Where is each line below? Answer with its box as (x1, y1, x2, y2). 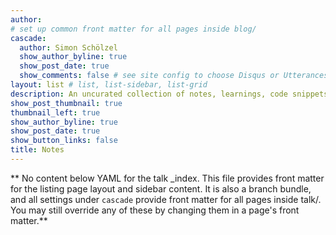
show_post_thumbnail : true (10, 98, 123, 108)
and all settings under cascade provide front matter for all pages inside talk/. (10, 193, 322, 205)
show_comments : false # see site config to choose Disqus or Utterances (19, 71, 329, 81)
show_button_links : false (10, 136, 118, 146)
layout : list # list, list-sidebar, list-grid (10, 80, 208, 90)
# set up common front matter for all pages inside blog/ (10, 24, 257, 34)
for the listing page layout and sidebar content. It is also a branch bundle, (10, 182, 312, 195)
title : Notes (10, 145, 65, 155)
